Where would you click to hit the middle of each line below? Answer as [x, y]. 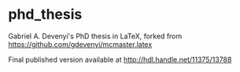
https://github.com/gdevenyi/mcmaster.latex [80, 44]
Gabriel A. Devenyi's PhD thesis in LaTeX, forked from [95, 36]
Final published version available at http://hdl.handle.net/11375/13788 [120, 59]
